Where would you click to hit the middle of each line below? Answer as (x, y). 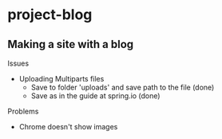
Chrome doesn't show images (68, 127)
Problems (23, 111)
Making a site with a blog (71, 44)
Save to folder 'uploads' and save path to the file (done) (123, 87)
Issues (18, 63)
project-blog (50, 15)
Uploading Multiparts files (61, 79)
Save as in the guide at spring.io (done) (95, 96)
